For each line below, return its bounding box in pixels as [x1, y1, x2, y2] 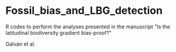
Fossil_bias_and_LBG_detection [5, 4, 163, 17]
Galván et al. [5, 40, 36, 47]
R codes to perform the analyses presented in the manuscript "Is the [5, 23, 171, 30]
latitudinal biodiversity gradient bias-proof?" [5, 29, 112, 36]
